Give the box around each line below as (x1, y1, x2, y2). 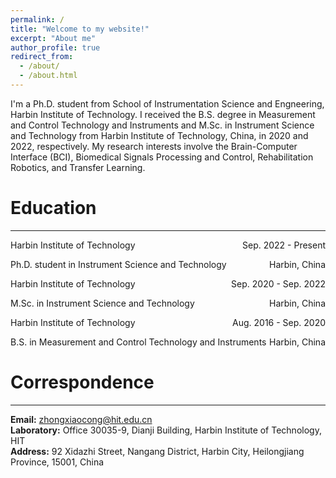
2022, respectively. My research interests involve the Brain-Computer (10, 140, 298, 152)
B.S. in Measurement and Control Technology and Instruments (10, 336, 267, 348)
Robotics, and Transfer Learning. (10, 161, 146, 173)
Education (10, 197, 97, 220)
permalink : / (10, 14, 65, 25)
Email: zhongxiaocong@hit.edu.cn (10, 413, 153, 425)
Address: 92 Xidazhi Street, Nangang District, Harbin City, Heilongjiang (10, 445, 305, 457)
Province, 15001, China (10, 456, 105, 468)
